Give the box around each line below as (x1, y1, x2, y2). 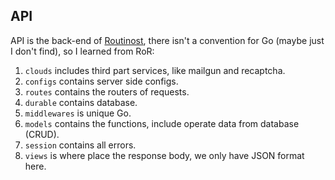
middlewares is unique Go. (24, 107, 132, 119)
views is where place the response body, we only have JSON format (24, 149, 305, 161)
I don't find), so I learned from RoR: (10, 45, 155, 57)
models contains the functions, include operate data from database (24, 117, 300, 129)
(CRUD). (24, 128, 60, 140)
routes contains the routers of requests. (24, 85, 190, 98)
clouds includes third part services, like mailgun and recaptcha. (24, 64, 286, 76)
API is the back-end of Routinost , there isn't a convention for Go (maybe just (10, 34, 325, 46)
